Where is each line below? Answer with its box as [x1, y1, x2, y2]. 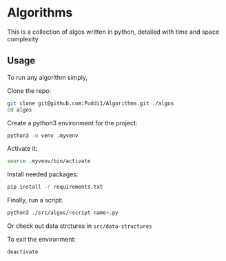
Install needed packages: [7, 170, 79, 178]
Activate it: [7, 145, 38, 153]
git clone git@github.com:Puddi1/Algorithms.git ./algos [7, 100, 174, 107]
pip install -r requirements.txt [7, 184, 103, 191]
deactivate [7, 249, 39, 255]
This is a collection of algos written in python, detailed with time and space [7, 28, 220, 36]
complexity [7, 34, 39, 43]
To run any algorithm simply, [7, 73, 88, 81]
